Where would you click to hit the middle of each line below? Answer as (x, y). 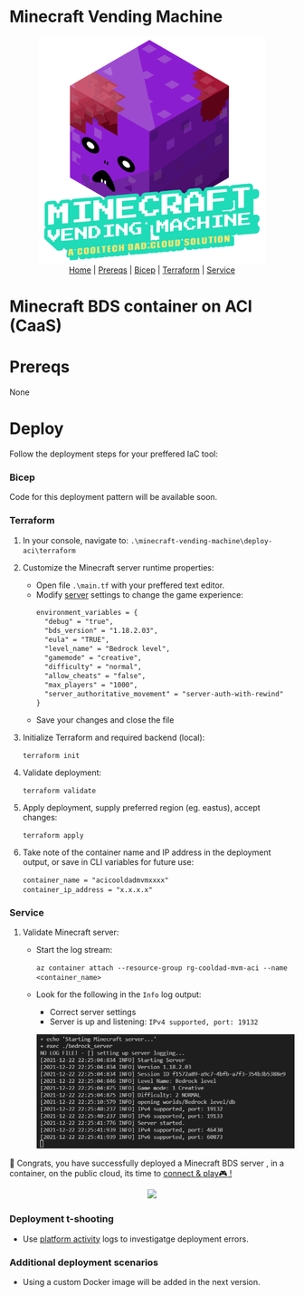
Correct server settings (93, 1012)
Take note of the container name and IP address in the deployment (147, 852)
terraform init (51, 755)
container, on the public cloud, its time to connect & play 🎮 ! (121, 1174)
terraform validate (59, 791)
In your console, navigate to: (76, 540)
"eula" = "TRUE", (77, 639)
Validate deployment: (62, 773)
